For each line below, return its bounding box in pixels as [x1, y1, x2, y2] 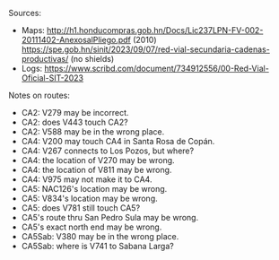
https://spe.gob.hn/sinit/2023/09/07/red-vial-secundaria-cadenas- [21, 44, 270, 55]
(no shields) [70, 54, 115, 64]
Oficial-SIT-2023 [21, 73, 84, 83]
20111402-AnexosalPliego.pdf [21, 35, 131, 45]
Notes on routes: [8, 90, 71, 100]
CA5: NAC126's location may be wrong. [21, 184, 168, 194]
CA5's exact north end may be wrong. [21, 221, 162, 232]
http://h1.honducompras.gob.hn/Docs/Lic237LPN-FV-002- [47, 25, 264, 35]
